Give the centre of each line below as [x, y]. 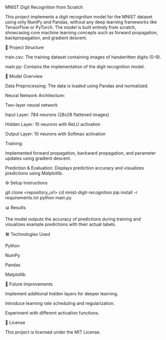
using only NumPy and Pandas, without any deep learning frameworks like [81, 22]
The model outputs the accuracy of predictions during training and [73, 219]
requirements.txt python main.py [38, 198]
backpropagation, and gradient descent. [46, 38]
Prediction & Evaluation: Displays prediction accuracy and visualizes [75, 168]
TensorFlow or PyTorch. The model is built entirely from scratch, [71, 27]
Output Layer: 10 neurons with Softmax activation [55, 134]
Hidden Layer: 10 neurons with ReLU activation [53, 124]
